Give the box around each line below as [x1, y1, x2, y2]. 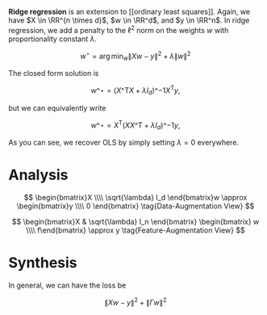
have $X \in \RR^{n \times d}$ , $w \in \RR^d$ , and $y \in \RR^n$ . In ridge [8, 15, 250, 25]
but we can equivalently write [8, 103, 106, 112]
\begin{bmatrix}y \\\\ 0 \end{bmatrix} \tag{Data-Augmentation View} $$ [16, 201, 255, 211]
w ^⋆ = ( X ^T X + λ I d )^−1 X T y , [90, 84, 181, 97]
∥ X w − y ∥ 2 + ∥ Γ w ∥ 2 [104, 296, 167, 307]
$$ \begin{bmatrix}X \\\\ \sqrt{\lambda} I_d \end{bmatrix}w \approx [23, 192, 248, 202]
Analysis [8, 166, 69, 184]
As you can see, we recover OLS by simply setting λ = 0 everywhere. [8, 137, 240, 148]
